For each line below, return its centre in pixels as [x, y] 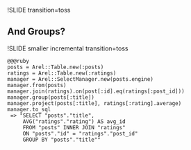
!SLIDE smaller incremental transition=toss [68, 48]
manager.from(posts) [37, 85]
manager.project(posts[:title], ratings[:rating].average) [94, 103]
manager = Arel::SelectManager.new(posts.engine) [81, 79]
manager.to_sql [29, 109]
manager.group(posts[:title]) [51, 97]
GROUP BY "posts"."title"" [61, 140]
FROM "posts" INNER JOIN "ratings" [74, 127]
